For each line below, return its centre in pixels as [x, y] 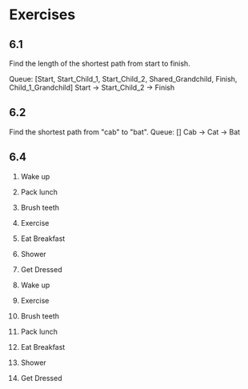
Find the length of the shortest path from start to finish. [100, 63]
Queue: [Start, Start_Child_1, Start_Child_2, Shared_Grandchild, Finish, [123, 79]
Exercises [42, 15]
